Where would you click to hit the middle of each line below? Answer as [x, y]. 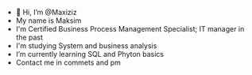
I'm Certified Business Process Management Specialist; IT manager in [130, 29]
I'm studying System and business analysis [86, 46]
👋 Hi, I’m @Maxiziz [46, 12]
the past [29, 37]
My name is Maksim [48, 21]
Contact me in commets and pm [68, 62]
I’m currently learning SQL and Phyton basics [90, 54]
